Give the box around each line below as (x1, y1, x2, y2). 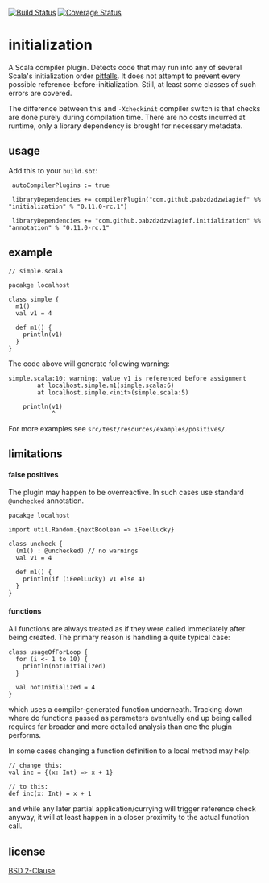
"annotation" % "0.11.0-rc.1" (8, 223, 110, 231)
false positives (8, 469, 59, 479)
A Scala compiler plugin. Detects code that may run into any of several (8, 62, 242, 72)
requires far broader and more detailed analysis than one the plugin (8, 722, 232, 731)
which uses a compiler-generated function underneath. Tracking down (8, 705, 243, 714)
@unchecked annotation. (8, 496, 85, 506)
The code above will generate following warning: (8, 359, 171, 369)
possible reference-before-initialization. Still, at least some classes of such (8, 79, 256, 89)
